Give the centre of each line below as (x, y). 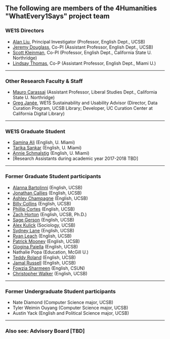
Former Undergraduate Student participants (60, 291)
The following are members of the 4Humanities (81, 8)
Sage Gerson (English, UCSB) (43, 220)
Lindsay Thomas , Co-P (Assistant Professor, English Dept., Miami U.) (84, 63)
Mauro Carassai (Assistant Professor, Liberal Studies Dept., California (85, 92)
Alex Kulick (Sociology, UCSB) (44, 225)
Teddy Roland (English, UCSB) (44, 257)
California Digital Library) (38, 113)
